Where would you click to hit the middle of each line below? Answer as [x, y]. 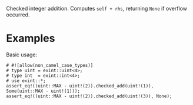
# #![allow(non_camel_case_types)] [50, 65]
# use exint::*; [26, 81]
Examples [31, 38]
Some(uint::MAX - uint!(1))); [43, 91]
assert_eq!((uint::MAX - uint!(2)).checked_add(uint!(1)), [80, 86]
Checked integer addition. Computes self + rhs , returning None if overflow [96, 9]
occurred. [18, 15]
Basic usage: [22, 55]
